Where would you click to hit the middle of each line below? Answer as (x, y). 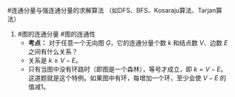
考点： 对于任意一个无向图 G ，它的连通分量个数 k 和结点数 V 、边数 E (128, 43)
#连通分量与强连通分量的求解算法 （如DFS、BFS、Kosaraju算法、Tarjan (112, 10)
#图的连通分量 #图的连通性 (56, 34)
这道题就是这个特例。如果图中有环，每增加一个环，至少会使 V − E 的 (127, 78)
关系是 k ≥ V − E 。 (55, 60)
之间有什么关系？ (53, 52)
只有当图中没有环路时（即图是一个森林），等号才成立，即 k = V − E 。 (127, 69)
